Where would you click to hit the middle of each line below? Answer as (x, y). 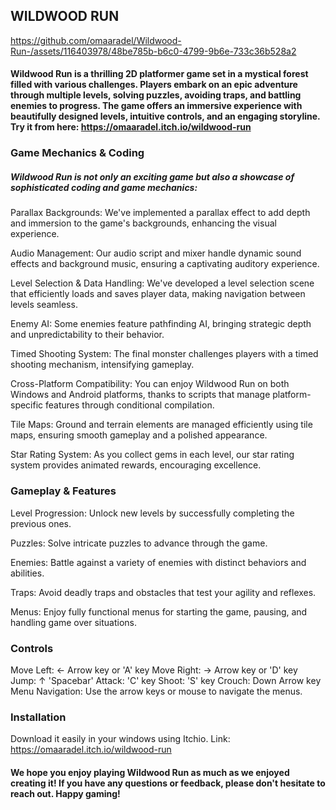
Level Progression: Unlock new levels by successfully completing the (152, 513)
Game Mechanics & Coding (77, 153)
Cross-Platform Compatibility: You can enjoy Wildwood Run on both (150, 384)
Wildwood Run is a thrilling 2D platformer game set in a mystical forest (159, 74)
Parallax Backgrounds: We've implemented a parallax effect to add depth (160, 213)
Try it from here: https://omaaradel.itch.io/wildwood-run (131, 127)
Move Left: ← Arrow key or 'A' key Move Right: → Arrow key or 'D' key (154, 670)
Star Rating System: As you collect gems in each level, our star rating (152, 455)
